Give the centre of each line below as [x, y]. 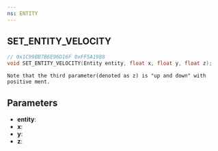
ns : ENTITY [23, 13]
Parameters [32, 103]
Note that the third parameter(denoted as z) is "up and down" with [107, 76]
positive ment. [29, 82]
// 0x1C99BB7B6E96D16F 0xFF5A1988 [56, 57]
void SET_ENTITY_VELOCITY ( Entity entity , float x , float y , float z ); [110, 63]
